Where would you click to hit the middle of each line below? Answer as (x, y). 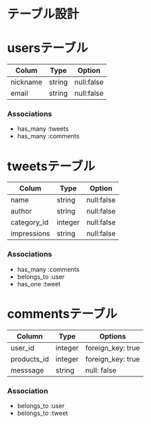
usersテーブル (48, 48)
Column (30, 336)
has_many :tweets (43, 129)
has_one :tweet (39, 284)
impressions (30, 233)
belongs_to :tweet (42, 413)
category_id (30, 222)
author (21, 211)
